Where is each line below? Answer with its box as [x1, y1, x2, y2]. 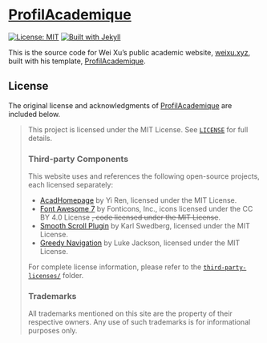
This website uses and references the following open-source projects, [27, 171, 261, 181]
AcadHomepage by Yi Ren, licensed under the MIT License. [39, 196, 237, 205]
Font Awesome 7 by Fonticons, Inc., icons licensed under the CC [39, 204, 253, 214]
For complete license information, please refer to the [27, 262, 202, 272]
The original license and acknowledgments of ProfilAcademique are [8, 100, 233, 110]
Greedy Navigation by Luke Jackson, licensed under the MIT [39, 238, 241, 248]
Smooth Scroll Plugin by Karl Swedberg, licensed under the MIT [39, 221, 250, 231]
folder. [63, 271, 84, 280]
